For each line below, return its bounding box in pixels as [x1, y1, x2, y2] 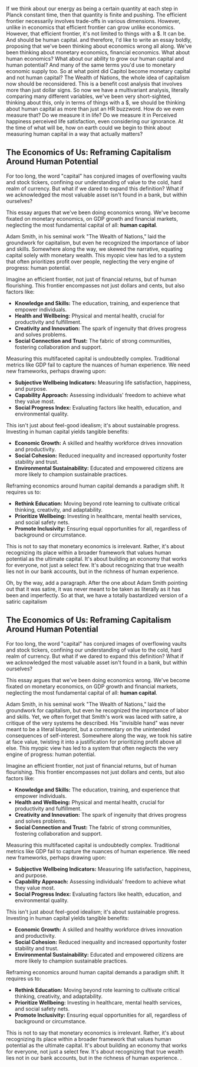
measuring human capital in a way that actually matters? [6, 130, 143, 138]
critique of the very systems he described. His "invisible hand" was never [6, 719, 184, 726]
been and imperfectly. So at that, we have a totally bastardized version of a [6, 591, 188, 598]
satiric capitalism [6, 598, 47, 605]
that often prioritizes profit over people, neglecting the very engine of [6, 258, 174, 265]
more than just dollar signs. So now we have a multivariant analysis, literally [6, 87, 189, 93]
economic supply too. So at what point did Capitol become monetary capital [6, 68, 190, 74]
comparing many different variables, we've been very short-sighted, [6, 93, 172, 100]
